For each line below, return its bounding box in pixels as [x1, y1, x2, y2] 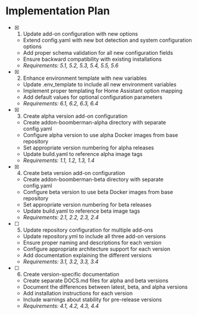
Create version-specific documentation [23, 270, 120, 277]
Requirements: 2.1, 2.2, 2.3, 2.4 [23, 213, 99, 221]
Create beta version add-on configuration [23, 169, 125, 176]
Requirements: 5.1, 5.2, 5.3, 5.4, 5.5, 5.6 [23, 61, 119, 69]
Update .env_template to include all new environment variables [23, 80, 177, 88]
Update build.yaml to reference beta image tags [23, 207, 140, 214]
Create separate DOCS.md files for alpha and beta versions [23, 277, 169, 284]
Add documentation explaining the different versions [23, 251, 152, 258]
